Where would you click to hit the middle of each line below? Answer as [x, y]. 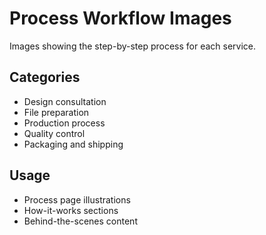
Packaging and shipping [73, 144]
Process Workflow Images [120, 18]
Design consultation [65, 101]
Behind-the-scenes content [80, 221]
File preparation [56, 112]
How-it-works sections [71, 210]
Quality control [54, 133]
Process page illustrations [77, 199]
